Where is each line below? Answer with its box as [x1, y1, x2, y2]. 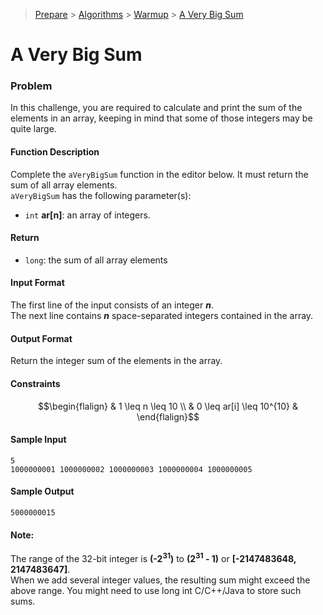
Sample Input [10, 434, 67, 446]
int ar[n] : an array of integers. [24, 209, 151, 221]
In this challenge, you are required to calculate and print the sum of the [10, 102, 303, 114]
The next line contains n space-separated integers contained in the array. [10, 310, 314, 322]
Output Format [10, 332, 73, 344]
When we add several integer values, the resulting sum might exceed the [10, 574, 311, 586]
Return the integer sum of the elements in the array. [10, 355, 223, 367]
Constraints [10, 377, 61, 389]
